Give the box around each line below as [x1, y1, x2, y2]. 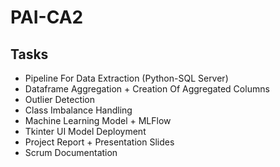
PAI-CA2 [10, 6, 84, 29]
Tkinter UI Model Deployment [24, 126, 147, 137]
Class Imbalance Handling [24, 104, 133, 116]
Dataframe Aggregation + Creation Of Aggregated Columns [24, 83, 270, 95]
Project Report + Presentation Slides [24, 136, 175, 148]
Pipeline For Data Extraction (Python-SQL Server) [24, 72, 229, 84]
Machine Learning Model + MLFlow [24, 115, 172, 126]
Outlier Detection [24, 94, 96, 105]
